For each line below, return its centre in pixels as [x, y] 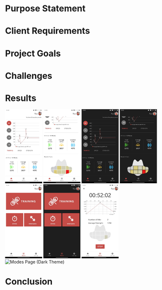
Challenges [29, 76]
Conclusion [29, 282]
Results [21, 98]
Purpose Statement [45, 9]
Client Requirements [48, 31]
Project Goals [33, 53]
